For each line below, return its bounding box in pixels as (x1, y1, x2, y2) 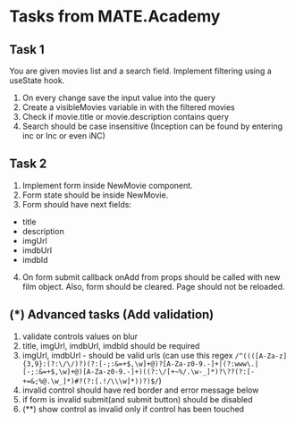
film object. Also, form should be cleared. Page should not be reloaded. (21, 281, 285, 292)
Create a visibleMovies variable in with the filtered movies (21, 102, 235, 113)
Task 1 (9, 42, 45, 57)
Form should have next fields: (21, 199, 132, 209)
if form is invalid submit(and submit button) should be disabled (21, 393, 253, 404)
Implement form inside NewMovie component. (21, 180, 194, 190)
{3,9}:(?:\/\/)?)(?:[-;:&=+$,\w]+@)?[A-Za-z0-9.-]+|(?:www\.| (21, 360, 259, 368)
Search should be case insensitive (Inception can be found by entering (21, 121, 283, 131)
